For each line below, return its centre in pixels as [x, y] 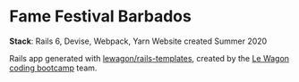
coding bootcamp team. [53, 68]
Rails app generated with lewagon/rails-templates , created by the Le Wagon [149, 58]
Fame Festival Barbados [101, 16]
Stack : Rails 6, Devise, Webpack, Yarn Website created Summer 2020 [138, 41]
